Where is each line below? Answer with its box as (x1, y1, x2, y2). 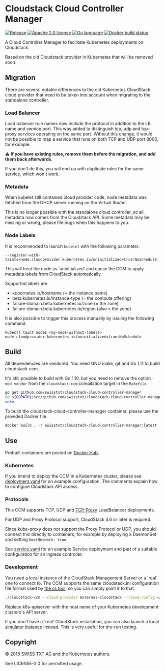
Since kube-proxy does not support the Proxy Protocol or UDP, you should (5, 526, 156, 532)
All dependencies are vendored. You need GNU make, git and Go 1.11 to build (5, 360, 160, 367)
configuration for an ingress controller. (5, 551, 83, 557)
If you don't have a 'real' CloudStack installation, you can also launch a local (5, 618, 159, 624)
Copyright (5, 638, 37, 646)
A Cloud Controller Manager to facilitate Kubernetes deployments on (5, 39, 144, 45)
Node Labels (5, 232, 36, 239)
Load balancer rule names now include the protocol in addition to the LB (5, 121, 151, 127)
